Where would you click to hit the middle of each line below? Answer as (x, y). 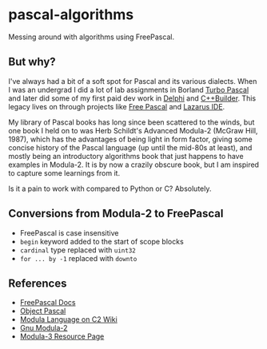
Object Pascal (43, 311)
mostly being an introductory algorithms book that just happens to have (126, 156)
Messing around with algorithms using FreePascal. (91, 37)
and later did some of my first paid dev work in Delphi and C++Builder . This (132, 98)
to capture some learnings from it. (64, 173)
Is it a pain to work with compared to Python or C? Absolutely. (110, 188)
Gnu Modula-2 (44, 328)
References (38, 283)
